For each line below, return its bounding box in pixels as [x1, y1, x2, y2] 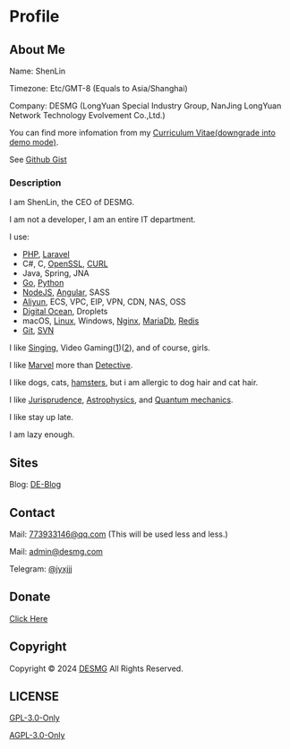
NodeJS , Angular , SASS [21, 287, 110, 297]
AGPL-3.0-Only [9, 730, 65, 741]
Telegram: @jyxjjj [9, 563, 73, 574]
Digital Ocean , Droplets [21, 306, 108, 317]
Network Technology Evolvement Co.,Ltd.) [9, 110, 166, 120]
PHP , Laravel [21, 249, 70, 260]
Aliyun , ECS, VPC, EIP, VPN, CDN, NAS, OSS [21, 297, 186, 307]
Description [9, 176, 62, 189]
